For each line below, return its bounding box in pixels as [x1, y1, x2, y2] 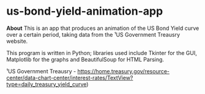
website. [6, 37, 28, 45]
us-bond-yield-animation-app [6, 4, 163, 18]
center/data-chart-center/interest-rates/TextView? [6, 74, 133, 81]
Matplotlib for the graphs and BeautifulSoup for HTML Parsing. [6, 56, 164, 63]
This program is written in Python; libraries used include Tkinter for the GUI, [6, 49, 197, 56]
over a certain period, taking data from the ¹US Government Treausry [6, 31, 181, 38]
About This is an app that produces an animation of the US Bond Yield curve [6, 24, 199, 32]
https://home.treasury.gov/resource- [77, 67, 170, 74]
